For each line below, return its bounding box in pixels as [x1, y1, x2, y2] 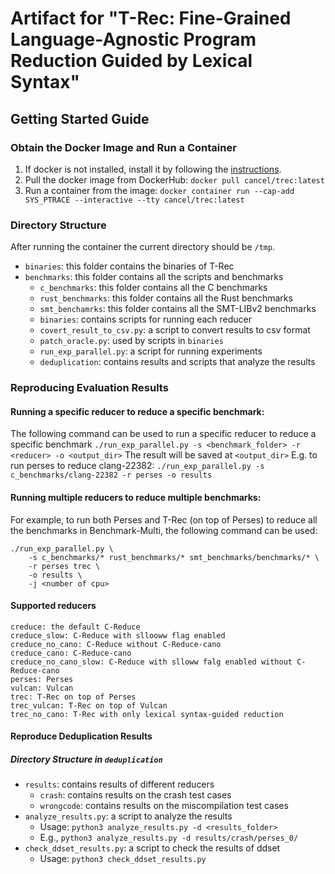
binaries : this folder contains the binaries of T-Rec [24, 260, 235, 272]
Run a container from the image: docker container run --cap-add [24, 184, 295, 196]
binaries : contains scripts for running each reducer [39, 313, 253, 326]
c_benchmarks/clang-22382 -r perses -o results [10, 470, 213, 481]
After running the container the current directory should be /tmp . [10, 241, 276, 253]
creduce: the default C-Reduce [10, 622, 141, 632]
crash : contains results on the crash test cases [39, 789, 232, 801]
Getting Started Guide [10, 110, 150, 127]
